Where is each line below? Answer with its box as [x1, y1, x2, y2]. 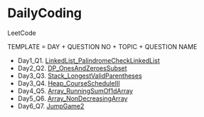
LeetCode [7, 29, 37, 37]
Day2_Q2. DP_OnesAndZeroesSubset [17, 63, 127, 72]
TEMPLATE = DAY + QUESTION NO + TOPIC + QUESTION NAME [7, 42, 198, 51]
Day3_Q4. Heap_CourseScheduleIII [17, 78, 120, 87]
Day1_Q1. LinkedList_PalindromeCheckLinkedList [17, 56, 160, 65]
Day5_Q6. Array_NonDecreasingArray [17, 94, 128, 103]
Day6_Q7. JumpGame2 [17, 101, 85, 110]
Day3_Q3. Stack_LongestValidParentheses [17, 71, 142, 80]
